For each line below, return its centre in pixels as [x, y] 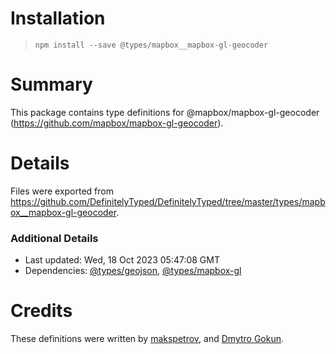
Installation [58, 18]
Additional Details [54, 238]
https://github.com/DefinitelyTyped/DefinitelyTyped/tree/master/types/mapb [168, 201]
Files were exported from [62, 191]
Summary [51, 84]
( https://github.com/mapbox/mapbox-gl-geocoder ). [117, 123]
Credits [41, 311]
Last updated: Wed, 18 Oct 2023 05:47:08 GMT [122, 260]
